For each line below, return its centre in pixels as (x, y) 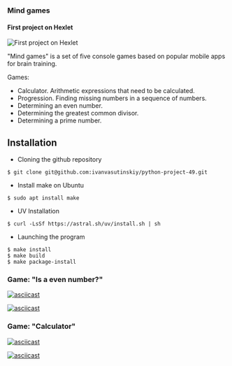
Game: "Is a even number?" (55, 279)
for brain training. (32, 64)
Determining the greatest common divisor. (78, 113)
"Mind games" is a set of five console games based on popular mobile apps (116, 56)
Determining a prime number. (59, 120)
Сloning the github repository (59, 159)
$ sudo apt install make (43, 198)
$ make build (26, 255)
